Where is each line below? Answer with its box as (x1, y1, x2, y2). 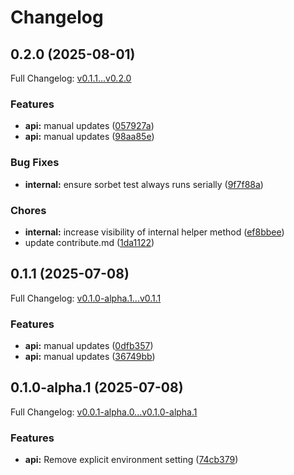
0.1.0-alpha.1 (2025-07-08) (10, 379, 184, 396)
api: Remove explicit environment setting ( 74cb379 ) (24, 454, 239, 466)
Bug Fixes (10, 156, 60, 170)
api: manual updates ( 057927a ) (24, 120, 155, 132)
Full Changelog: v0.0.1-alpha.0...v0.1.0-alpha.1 (10, 406, 198, 418)
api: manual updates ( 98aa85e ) (24, 131, 155, 143)
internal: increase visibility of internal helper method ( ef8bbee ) (24, 226, 285, 238)
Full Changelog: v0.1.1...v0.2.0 (10, 72, 132, 84)
